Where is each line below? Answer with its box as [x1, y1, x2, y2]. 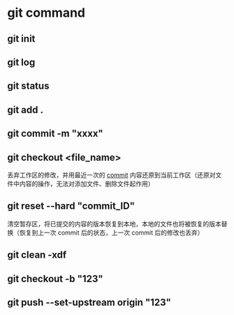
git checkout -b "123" [7, 272, 103, 284]
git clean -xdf [7, 249, 67, 261]
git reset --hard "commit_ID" [7, 200, 135, 212]
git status [7, 80, 50, 92]
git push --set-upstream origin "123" [7, 296, 171, 308]
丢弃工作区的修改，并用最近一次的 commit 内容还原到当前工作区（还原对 [7, 170, 216, 179]
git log [7, 56, 36, 68]
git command [7, 5, 86, 21]
